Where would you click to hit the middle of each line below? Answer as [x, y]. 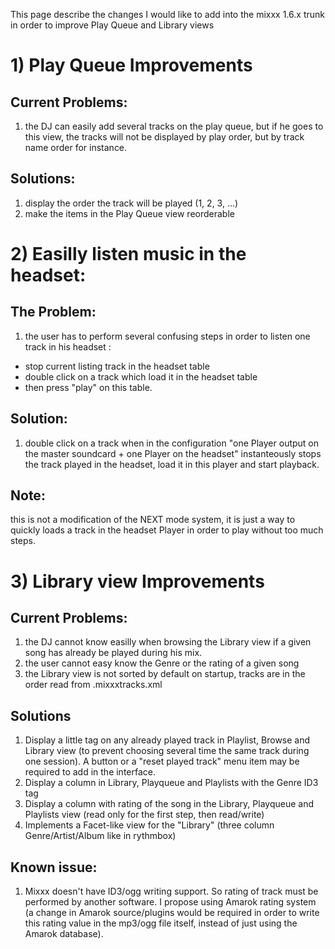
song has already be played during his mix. [113, 653]
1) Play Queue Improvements [131, 65]
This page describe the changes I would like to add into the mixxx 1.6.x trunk [167, 14]
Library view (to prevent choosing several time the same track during [167, 751]
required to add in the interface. [90, 772]
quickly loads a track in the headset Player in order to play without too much [167, 530]
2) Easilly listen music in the [128, 254]
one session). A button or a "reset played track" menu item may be [162, 761]
